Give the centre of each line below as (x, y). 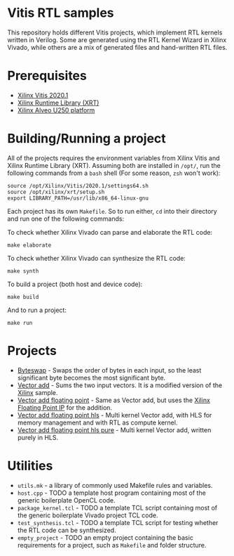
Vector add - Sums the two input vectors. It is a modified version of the (120, 385)
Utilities (30, 466)
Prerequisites (47, 76)
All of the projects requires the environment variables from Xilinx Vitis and (113, 158)
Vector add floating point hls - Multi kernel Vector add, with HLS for (115, 415)
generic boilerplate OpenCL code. (66, 500)
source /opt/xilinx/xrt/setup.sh (56, 192)
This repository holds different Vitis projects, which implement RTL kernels (115, 32)
